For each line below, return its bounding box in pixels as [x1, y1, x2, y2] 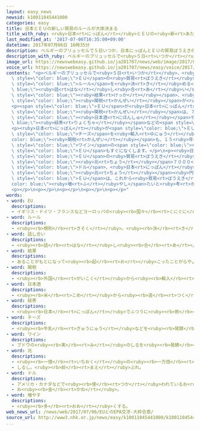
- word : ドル [6, 370, 37, 376]
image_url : [6, 59, 33, 65]
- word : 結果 [6, 247, 37, 254]
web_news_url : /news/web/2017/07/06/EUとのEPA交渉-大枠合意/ [6, 409, 154, 415]
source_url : [6, 414, 36, 420]
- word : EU [6, 198, 33, 204]
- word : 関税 [6, 264, 37, 271]
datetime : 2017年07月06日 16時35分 [6, 42, 90, 48]
